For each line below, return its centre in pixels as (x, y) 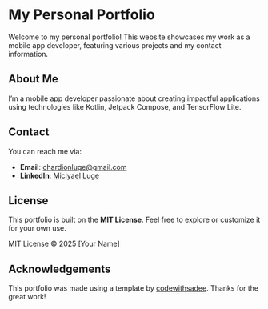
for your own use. (37, 228)
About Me (33, 79)
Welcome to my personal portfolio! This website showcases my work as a (129, 37)
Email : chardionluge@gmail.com (73, 167)
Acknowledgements (60, 269)
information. (28, 54)
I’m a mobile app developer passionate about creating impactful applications (134, 98)
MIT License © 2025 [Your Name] (64, 244)
